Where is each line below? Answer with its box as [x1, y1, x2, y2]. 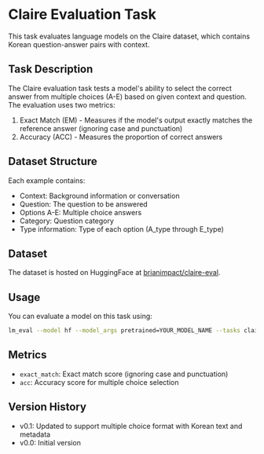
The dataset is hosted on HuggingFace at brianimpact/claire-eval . [8, 268, 221, 277]
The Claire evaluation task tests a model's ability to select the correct [8, 83, 232, 93]
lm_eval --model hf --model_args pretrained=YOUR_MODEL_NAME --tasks [8, 327, 241, 335]
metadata [19, 430, 51, 439]
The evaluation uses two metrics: [8, 100, 115, 109]
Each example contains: [8, 175, 86, 185]
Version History [8, 401, 86, 414]
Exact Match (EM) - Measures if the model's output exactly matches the [19, 115, 253, 125]
